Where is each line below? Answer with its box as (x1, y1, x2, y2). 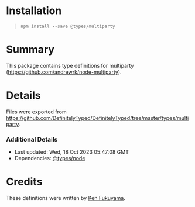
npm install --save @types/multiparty (20, 23, 115, 29)
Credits (6, 175, 43, 188)
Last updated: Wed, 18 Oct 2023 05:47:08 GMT (14, 149, 129, 156)
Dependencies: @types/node (14, 155, 85, 162)
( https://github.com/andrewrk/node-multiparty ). (6, 68, 122, 75)
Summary (6, 43, 54, 56)
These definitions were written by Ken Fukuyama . (6, 195, 126, 202)
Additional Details (6, 135, 58, 143)
